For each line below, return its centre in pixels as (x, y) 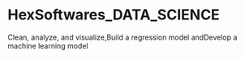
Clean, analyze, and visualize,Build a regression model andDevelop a (122, 37)
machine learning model (48, 45)
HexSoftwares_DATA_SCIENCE (114, 15)
